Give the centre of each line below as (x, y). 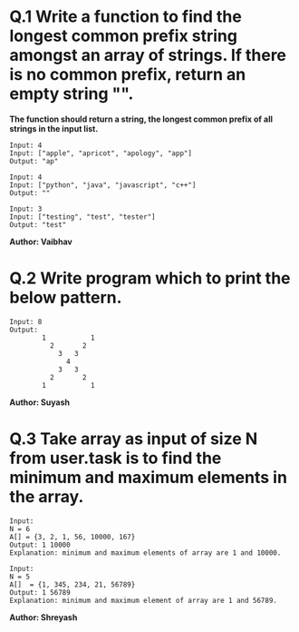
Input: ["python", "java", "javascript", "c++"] (103, 185)
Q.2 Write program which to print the (150, 278)
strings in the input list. (54, 128)
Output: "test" (38, 224)
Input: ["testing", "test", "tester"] (82, 217)
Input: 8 (26, 321)
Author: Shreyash (43, 617)
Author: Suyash (40, 402)
